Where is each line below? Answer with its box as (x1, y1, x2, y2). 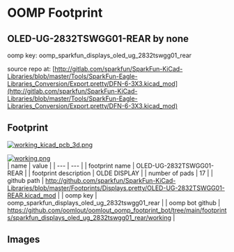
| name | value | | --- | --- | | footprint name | (7, 161, 135, 170)
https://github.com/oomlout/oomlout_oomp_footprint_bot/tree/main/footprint (7, 206, 227, 214)
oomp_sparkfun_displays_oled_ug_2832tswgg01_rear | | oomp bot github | (7, 198, 221, 207)
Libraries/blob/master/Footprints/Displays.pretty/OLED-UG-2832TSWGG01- (7, 184, 225, 192)
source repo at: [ (7, 65, 55, 73)
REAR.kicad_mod (7, 191, 56, 200)
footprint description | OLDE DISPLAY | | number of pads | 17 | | (32, 169, 214, 177)
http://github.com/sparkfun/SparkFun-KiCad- (45, 176, 176, 184)
